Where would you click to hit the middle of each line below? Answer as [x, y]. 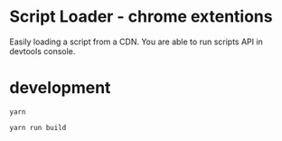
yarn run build [38, 127]
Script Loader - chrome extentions [141, 17]
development [60, 88]
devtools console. [42, 51]
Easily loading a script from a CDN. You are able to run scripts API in [136, 42]
